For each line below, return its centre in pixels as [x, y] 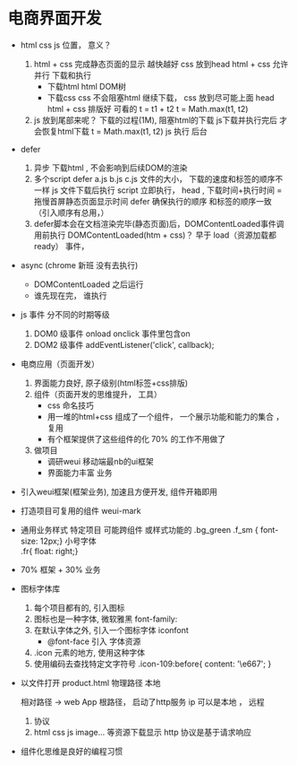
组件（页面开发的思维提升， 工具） [98, 394]
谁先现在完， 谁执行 [70, 295]
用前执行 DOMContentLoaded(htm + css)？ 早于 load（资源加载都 [155, 235]
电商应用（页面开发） [59, 363]
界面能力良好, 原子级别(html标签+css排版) [111, 383]
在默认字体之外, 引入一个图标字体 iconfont [111, 630]
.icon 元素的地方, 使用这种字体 [89, 652]
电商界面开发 [55, 18]
